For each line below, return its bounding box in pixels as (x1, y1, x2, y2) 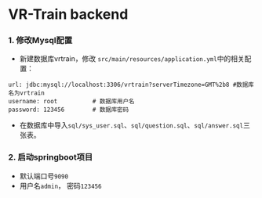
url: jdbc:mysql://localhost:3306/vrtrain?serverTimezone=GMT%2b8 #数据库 (8, 81, 254, 89)
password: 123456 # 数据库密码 (8, 106, 129, 114)
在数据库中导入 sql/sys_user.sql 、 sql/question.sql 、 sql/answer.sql (19, 121, 244, 130)
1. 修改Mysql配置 (8, 35, 73, 46)
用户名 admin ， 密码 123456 (19, 181, 102, 190)
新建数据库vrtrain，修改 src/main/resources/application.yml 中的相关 (19, 54, 245, 63)
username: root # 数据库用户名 (8, 98, 135, 106)
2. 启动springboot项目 (8, 152, 93, 163)
